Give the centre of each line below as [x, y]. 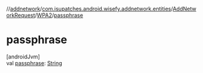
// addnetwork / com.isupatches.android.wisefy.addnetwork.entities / [90, 9]
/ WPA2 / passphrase [59, 15]
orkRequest [21, 15]
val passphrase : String [34, 63]
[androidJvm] [23, 57]
